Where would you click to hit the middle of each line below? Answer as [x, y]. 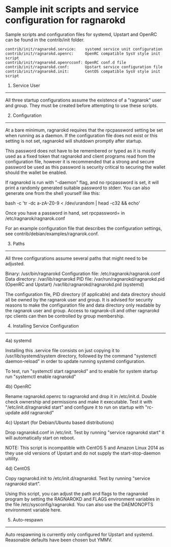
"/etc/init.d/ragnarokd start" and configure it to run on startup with [75, 407]
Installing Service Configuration [46, 326]
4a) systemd [19, 340]
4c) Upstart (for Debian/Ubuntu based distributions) [60, 422]
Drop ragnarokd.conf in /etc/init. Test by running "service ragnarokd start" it [85, 432]
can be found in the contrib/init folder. [45, 40]
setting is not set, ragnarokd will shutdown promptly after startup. [74, 141]
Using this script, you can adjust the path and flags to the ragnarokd [77, 493]
